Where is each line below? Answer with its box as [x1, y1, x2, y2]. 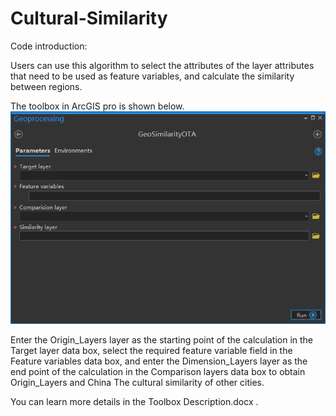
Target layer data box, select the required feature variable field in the [10, 345, 293, 356]
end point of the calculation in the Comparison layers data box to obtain [10, 366, 306, 377]
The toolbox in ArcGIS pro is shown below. [10, 100, 185, 112]
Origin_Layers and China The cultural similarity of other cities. [10, 377, 265, 388]
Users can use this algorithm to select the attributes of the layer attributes [10, 59, 315, 71]
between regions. [10, 80, 83, 92]
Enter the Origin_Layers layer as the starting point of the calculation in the [10, 334, 314, 346]
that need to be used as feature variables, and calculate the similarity [10, 70, 295, 82]
